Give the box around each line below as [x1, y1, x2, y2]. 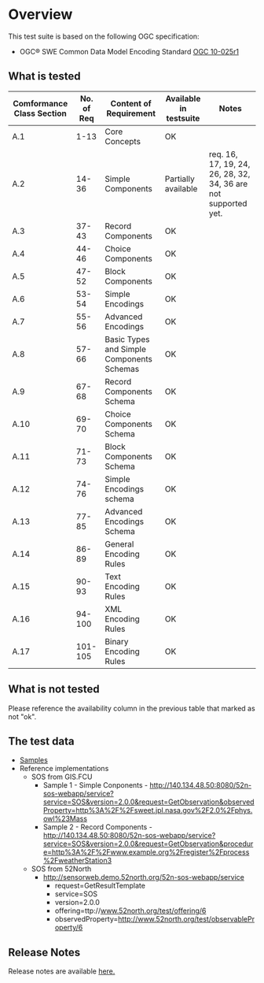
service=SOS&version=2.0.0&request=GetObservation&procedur [42, 839, 254, 848]
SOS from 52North [31, 864, 92, 874]
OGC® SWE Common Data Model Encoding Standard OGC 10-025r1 [19, 46, 240, 56]
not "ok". [8, 711, 37, 721]
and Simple [104, 343, 147, 354]
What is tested [8, 69, 81, 83]
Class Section [13, 108, 67, 119]
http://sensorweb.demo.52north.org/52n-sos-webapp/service [42, 873, 245, 882]
